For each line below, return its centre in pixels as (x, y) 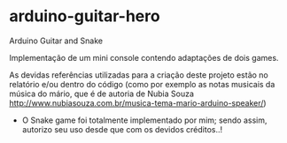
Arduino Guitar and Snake (56, 41)
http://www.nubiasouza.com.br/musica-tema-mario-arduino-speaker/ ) (138, 102)
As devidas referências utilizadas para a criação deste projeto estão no (139, 75)
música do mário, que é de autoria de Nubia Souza (102, 94)
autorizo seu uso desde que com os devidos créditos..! (122, 129)
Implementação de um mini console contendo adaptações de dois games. (144, 57)
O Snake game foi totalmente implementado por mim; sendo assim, (144, 120)
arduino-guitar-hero (85, 16)
